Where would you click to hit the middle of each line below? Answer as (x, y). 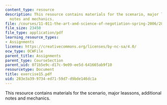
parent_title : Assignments (33, 56)
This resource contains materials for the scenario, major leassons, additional (83, 93)
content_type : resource (30, 10)
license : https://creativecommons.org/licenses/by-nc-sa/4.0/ (71, 47)
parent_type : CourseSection (34, 60)
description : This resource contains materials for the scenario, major (82, 14)
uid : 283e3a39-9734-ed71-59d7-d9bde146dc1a (51, 79)
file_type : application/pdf (34, 33)
